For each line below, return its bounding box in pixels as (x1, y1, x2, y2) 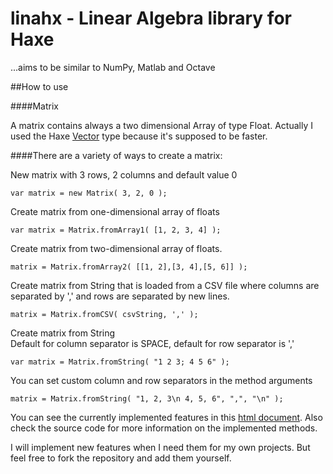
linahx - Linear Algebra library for (10, 7, 292, 30)
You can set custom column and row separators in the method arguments (10, 374, 313, 386)
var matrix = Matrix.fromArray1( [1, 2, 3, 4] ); (10, 225, 222, 235)
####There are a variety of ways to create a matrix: (10, 149, 223, 161)
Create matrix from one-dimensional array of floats (10, 205, 220, 217)
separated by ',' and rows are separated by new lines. (10, 290, 230, 302)
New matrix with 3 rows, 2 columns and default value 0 (10, 168, 238, 181)
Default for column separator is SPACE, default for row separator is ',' (10, 337, 295, 349)
